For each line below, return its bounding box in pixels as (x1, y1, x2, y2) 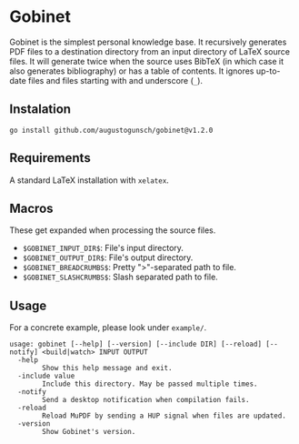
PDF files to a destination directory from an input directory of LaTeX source (9, 45, 291, 56)
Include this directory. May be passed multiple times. (42, 379, 258, 388)
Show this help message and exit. (42, 364, 173, 373)
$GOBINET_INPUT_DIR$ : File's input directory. (22, 243, 184, 254)
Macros (9, 200, 54, 216)
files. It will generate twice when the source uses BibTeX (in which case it (9, 55, 284, 66)
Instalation (9, 102, 71, 117)
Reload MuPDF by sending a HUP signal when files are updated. (42, 411, 286, 420)
